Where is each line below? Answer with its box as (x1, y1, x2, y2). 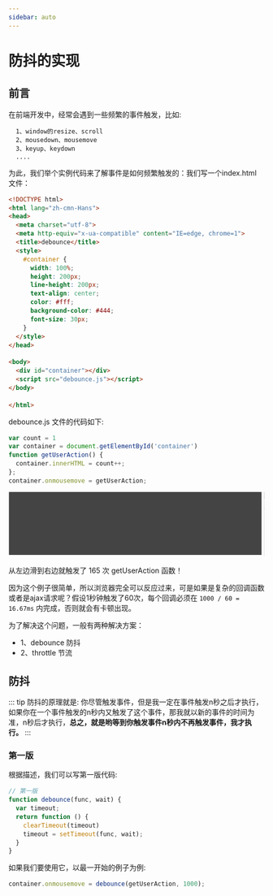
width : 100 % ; (29, 264, 75, 272)
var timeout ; (15, 804, 60, 812)
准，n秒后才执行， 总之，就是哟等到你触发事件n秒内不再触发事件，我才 (8, 717, 245, 727)
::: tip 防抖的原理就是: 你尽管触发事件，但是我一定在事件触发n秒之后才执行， (8, 697, 263, 707)
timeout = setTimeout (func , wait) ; (23, 829, 144, 838)
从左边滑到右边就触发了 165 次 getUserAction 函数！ (8, 565, 183, 576)
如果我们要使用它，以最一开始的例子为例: (8, 863, 146, 872)
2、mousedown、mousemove (15, 136, 97, 144)
